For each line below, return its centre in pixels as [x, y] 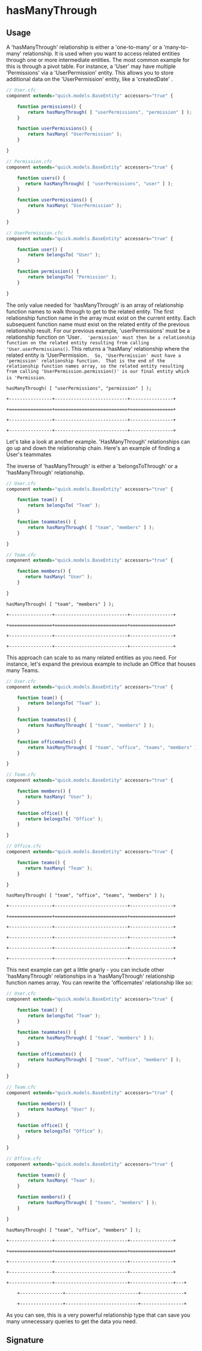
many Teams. [23, 670]
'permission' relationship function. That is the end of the [86, 361]
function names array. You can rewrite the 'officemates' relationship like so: [100, 983]
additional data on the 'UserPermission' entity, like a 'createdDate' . [90, 79]
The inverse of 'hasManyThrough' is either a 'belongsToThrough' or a [92, 466]
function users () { [41, 178]
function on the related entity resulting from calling [78, 343]
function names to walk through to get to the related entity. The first [90, 311]
